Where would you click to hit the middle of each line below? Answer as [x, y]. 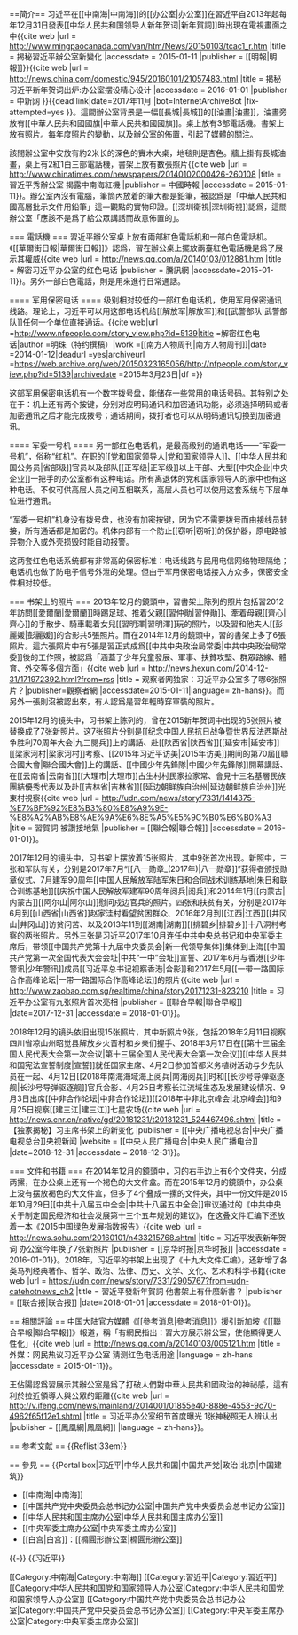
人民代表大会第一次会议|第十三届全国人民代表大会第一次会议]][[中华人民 [148, 1054]
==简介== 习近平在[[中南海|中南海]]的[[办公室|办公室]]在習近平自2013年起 [144, 14]
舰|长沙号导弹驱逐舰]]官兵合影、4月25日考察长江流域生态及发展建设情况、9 [147, 1087]
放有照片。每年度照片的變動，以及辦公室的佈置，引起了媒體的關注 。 [133, 134]
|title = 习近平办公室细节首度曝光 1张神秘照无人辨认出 [180, 1416]
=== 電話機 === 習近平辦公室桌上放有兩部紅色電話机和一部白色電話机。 [141, 237]
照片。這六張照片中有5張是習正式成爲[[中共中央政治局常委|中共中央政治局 [144, 646]
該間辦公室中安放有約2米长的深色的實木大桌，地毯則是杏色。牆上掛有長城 [144, 153]
